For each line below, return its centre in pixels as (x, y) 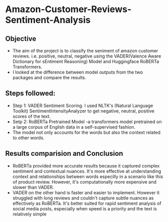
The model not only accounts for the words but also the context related (86, 132)
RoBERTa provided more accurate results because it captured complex (86, 165)
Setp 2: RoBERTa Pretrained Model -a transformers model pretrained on (87, 122)
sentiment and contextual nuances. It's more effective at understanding (87, 171)
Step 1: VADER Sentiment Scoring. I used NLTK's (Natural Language (83, 105)
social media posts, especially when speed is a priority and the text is (85, 208)
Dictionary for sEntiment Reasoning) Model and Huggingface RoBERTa (86, 61)
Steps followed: (30, 94)
